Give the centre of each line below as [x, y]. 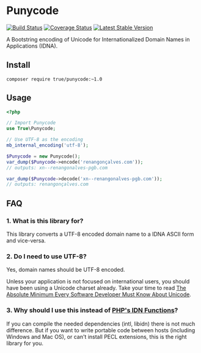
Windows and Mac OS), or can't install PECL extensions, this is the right [97, 337]
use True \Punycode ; [31, 129]
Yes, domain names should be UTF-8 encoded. [66, 270]
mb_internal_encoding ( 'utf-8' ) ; [47, 145]
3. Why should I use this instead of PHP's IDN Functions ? [92, 310]
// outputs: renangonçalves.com [47, 184]
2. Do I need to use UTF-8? [46, 256]
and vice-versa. [26, 241]
